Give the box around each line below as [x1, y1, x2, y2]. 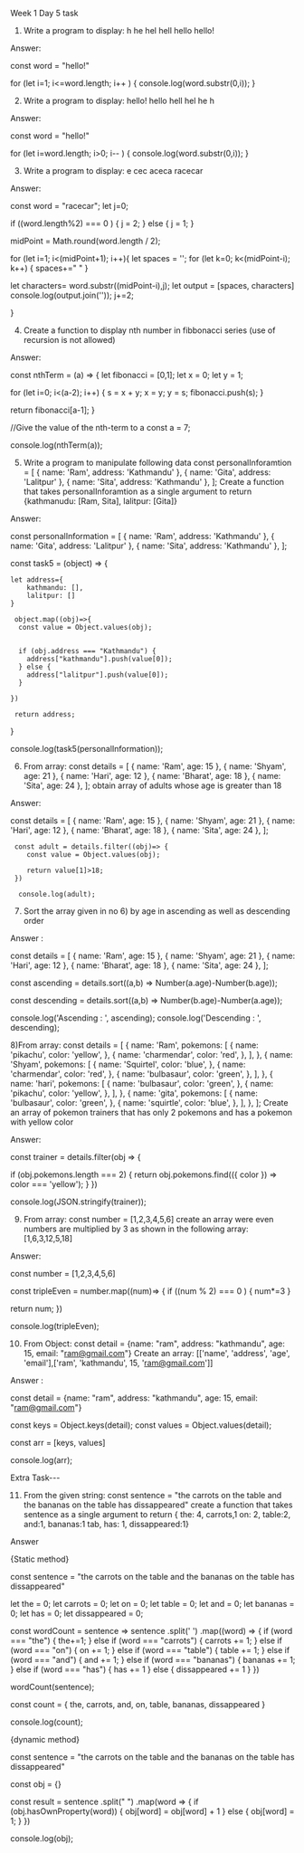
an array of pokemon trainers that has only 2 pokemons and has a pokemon [10, 1107, 293, 1117]
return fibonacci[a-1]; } [10, 404, 96, 415]
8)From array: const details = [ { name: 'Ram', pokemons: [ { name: [10, 1040, 259, 1050]
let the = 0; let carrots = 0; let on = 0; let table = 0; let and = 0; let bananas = [10, 1599, 295, 1609]
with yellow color [10, 1117, 74, 1127]
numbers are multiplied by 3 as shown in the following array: [23, 1223, 249, 1234]
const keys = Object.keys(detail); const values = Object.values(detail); [10, 1420, 272, 1430]
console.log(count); [10, 1716, 84, 1727]
